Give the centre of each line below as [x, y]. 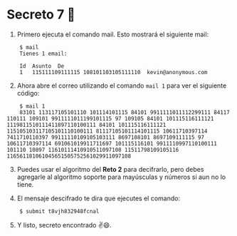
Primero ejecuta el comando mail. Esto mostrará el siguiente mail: [113, 34]
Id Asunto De [42, 66]
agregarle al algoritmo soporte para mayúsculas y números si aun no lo [121, 177]
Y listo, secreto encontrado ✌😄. [64, 225]
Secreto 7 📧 [41, 15]
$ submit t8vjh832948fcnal [59, 211]
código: [28, 93]
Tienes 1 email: [44, 53]
